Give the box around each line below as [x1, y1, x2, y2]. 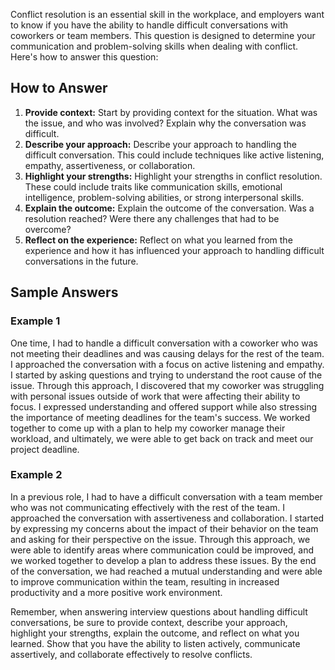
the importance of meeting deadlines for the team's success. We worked [10, 411, 311, 423]
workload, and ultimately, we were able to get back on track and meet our [10, 432, 314, 444]
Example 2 [10, 468, 63, 482]
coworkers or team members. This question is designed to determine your [10, 30, 316, 41]
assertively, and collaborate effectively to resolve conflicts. [10, 648, 253, 660]
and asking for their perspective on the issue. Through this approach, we [10, 533, 311, 545]
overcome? [24, 223, 72, 235]
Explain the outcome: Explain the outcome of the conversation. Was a [24, 202, 315, 214]
